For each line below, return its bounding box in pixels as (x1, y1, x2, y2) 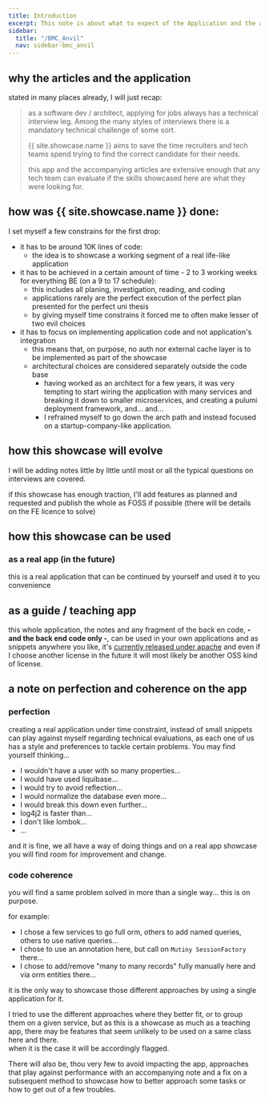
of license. (8, 659, 43, 669)
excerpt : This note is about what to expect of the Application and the (8, 19, 256, 27)
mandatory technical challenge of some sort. (27, 125, 176, 135)
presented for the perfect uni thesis (31, 302, 150, 311)
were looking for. (27, 181, 84, 191)
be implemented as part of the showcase (31, 352, 167, 362)
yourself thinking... (8, 750, 70, 760)
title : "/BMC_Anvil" (15, 34, 84, 43)
